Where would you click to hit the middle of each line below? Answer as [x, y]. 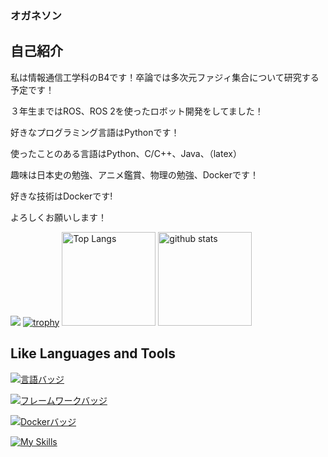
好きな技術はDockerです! [61, 196]
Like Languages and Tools [93, 353]
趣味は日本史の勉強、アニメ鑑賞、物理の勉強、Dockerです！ [135, 174]
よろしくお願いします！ [58, 217]
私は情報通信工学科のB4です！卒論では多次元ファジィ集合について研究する [165, 77]
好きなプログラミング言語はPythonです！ [95, 132]
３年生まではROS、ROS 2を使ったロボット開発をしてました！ [137, 111]
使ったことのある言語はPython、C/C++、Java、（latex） [126, 153]
